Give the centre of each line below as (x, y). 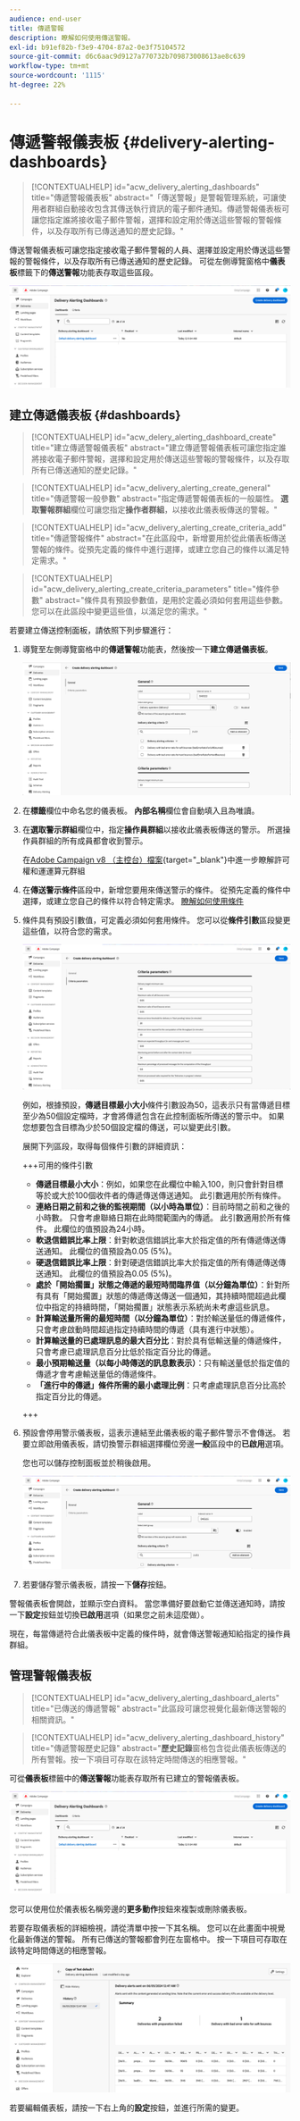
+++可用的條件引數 (58, 1165)
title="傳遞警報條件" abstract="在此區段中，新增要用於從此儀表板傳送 (159, 538)
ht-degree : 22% (37, 85)
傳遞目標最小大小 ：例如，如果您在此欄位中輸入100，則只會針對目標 (159, 1185)
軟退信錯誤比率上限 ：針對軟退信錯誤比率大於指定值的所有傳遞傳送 (157, 1240)
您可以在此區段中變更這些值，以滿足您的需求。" (119, 611)
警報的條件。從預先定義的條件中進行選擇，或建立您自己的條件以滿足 (156, 549)
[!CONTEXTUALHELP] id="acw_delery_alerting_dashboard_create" (154, 437)
